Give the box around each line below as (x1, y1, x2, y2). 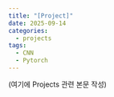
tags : (8, 42, 26, 50)
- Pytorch (15, 57, 48, 65)
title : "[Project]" (8, 11, 74, 20)
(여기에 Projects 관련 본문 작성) (8, 79, 107, 89)
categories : (8, 26, 48, 34)
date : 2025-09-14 (8, 19, 67, 27)
